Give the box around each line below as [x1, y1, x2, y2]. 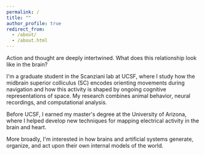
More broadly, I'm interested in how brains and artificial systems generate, [6, 135, 194, 143]
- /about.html [12, 37, 48, 43]
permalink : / [6, 9, 40, 15]
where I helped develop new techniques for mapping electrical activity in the [6, 117, 199, 124]
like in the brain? [6, 61, 48, 68]
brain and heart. [6, 124, 47, 130]
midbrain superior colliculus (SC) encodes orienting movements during [6, 79, 185, 86]
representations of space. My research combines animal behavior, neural [6, 93, 191, 99]
